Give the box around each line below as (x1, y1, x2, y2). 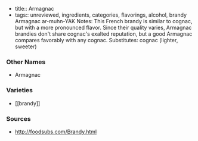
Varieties (6, 86, 33, 95)
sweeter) (14, 43, 37, 50)
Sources (6, 114, 31, 123)
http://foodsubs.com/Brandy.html (14, 128, 97, 135)
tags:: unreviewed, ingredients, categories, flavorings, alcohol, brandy (14, 11, 187, 18)
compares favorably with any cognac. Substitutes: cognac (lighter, (14, 37, 178, 43)
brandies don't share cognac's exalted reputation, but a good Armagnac (14, 30, 193, 37)
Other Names (6, 58, 46, 66)
